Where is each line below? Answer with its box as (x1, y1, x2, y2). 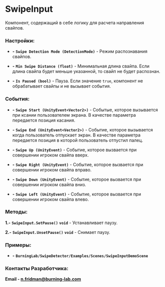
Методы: (5, 208, 28, 215)
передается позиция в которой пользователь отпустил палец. (12, 137, 143, 143)
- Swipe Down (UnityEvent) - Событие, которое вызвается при (12, 176, 141, 182)
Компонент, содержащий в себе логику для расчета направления (5, 20, 144, 26)
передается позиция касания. (12, 117, 75, 123)
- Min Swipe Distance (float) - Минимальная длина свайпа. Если (12, 63, 150, 69)
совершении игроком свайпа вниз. (12, 181, 86, 188)
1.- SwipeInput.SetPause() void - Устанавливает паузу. (5, 220, 118, 225)
